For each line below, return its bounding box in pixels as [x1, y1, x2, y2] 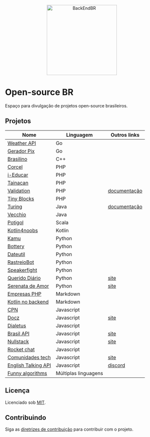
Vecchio [7, 211, 26, 218]
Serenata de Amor [7, 282, 49, 289]
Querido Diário [7, 274, 41, 281]
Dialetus [7, 322, 26, 329]
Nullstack [7, 338, 29, 345]
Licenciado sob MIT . [5, 399, 46, 405]
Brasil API [7, 330, 30, 337]
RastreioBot [7, 259, 34, 266]
